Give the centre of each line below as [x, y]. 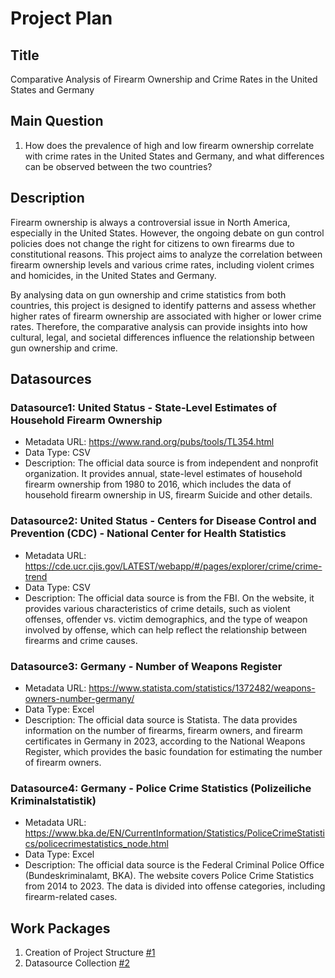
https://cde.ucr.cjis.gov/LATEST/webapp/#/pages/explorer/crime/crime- [173, 566]
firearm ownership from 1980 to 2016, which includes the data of [158, 484]
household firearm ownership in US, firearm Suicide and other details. [168, 495]
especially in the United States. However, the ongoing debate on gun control [167, 233]
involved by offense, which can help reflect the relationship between [166, 629]
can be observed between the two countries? [118, 166]
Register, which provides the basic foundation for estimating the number [173, 751]
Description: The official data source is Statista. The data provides [161, 719]
